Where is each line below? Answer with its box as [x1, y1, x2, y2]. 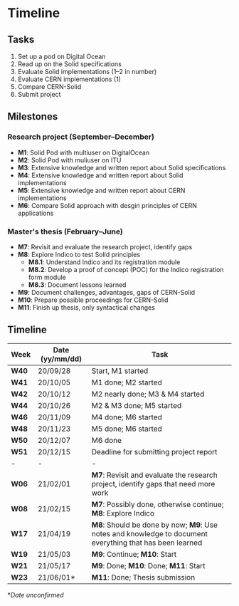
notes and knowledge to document [91, 528, 208, 538]
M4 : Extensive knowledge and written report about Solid [17, 171, 184, 179]
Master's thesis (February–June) [7, 226, 123, 236]
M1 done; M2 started [91, 377, 162, 387]
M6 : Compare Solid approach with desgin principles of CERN [17, 201, 197, 209]
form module [28, 273, 66, 281]
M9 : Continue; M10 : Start [91, 549, 177, 559]
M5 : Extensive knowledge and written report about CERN [17, 186, 186, 194]
